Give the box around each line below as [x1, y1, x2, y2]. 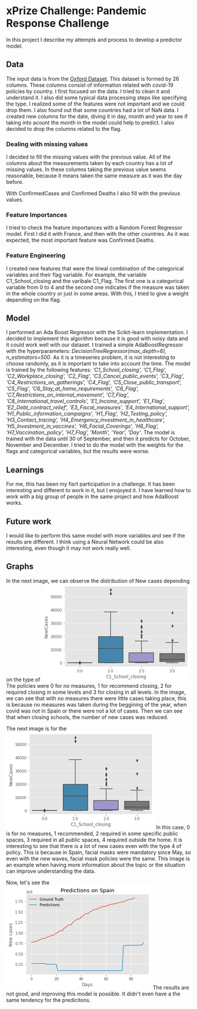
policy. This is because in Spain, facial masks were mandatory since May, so [6, 849, 191, 856]
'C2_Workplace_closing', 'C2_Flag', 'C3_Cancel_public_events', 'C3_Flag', [6, 372, 185, 380]
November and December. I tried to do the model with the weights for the [6, 441, 183, 449]
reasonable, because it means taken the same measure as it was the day [6, 172, 182, 179]
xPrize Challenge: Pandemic [6, 4, 147, 18]
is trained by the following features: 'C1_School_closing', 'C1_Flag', [6, 367, 166, 374]
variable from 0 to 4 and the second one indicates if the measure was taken [6, 283, 190, 291]
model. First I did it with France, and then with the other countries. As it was [6, 230, 189, 238]
